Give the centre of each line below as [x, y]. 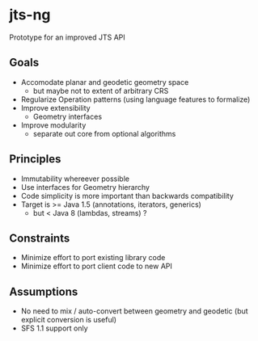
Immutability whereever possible [75, 179]
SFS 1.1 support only [54, 328]
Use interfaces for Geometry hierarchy [85, 187]
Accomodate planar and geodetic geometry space [105, 82]
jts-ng [30, 15]
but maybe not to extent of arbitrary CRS [101, 91]
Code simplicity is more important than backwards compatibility [127, 196]
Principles [35, 159]
